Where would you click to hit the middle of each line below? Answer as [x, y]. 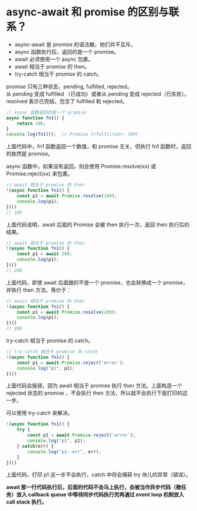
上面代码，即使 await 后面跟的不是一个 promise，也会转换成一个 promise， [97, 282]
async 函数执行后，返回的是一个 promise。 [67, 51]
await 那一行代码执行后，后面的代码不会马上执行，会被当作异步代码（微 [94, 487]
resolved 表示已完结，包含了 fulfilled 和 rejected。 [67, 101]
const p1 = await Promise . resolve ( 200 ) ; [67, 312]
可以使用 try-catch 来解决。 [40, 413]
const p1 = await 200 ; [45, 254]
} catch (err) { [35, 446]
